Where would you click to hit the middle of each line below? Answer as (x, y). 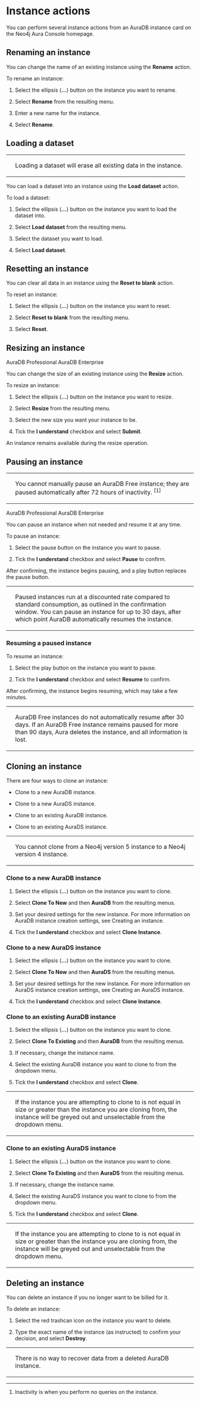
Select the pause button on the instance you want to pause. (88, 548)
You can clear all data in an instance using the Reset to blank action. (90, 283)
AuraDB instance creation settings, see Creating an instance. (90, 920)
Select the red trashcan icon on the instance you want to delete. (93, 1321)
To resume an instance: (35, 656)
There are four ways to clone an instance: (57, 781)
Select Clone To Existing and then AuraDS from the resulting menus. (99, 1173)
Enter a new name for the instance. (58, 113)
